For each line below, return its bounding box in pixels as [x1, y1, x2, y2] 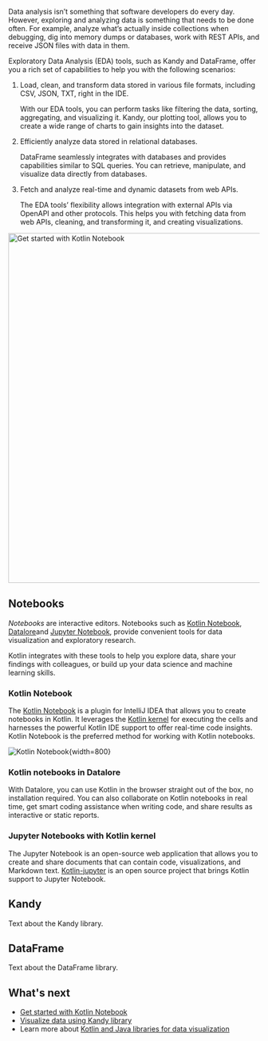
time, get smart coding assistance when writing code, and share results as [8, 802, 253, 812]
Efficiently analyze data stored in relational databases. [19, 137, 198, 146]
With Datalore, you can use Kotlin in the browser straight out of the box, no [8, 785, 254, 795]
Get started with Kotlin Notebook [19, 1007, 128, 1017]
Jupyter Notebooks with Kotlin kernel [8, 831, 156, 842]
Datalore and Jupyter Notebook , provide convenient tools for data [8, 627, 223, 636]
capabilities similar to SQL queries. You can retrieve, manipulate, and [19, 161, 246, 170]
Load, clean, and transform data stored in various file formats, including [19, 80, 255, 90]
